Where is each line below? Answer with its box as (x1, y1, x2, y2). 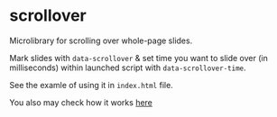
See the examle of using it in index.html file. (9, 79, 173, 90)
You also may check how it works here (9, 96, 153, 108)
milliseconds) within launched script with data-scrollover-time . (9, 62, 246, 73)
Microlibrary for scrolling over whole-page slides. (9, 35, 193, 46)
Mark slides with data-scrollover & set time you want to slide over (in (9, 52, 268, 63)
